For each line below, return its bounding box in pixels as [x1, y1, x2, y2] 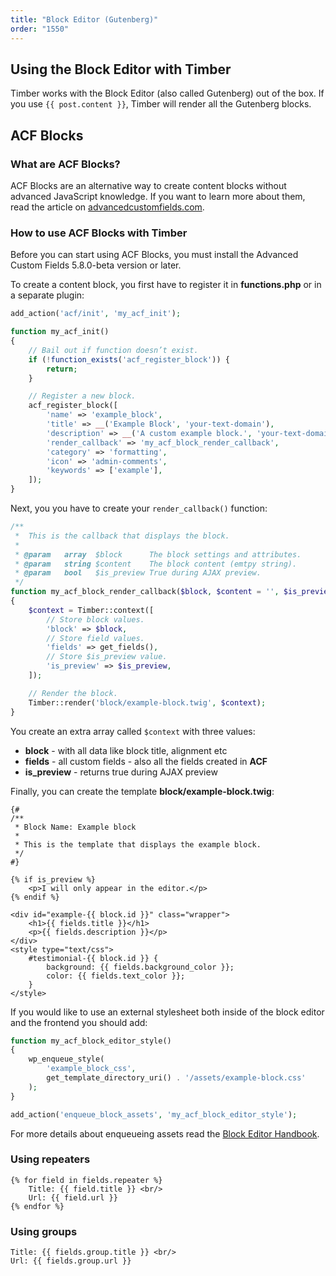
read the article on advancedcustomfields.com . [10, 201, 205, 213]
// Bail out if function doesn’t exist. [28, 345, 199, 355]
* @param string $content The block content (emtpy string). [14, 559, 298, 569]
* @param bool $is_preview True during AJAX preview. [14, 568, 262, 578]
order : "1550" [10, 24, 70, 34]
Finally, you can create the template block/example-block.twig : [10, 785, 275, 797]
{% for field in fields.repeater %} [10, 1175, 163, 1185]
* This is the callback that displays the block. [14, 531, 230, 541]
